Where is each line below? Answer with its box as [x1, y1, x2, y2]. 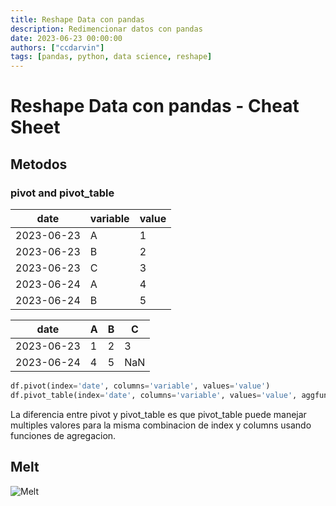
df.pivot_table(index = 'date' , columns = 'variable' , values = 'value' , [10, 390, 298, 400]
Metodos [10, 156, 68, 173]
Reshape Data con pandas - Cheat [10, 95, 300, 118]
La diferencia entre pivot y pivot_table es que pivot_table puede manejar [10, 408, 307, 420]
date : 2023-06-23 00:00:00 [10, 33, 123, 43]
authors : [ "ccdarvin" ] [10, 42, 105, 53]
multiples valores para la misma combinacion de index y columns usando [10, 419, 312, 431]
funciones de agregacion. [10, 429, 117, 441]
